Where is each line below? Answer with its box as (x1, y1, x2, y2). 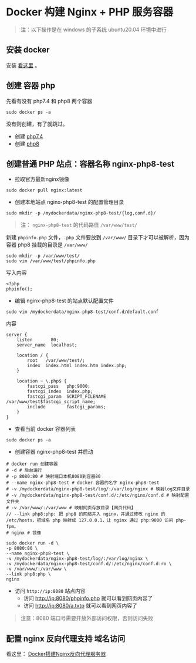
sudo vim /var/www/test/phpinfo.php (6, 258, 96, 264)
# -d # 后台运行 (6, 467, 42, 473)
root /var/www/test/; (27, 358, 85, 364)
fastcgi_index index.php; (27, 388, 93, 395)
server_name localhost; (16, 342, 77, 348)
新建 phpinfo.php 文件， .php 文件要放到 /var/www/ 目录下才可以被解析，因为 (6, 234, 190, 241)
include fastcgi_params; (27, 404, 107, 410)
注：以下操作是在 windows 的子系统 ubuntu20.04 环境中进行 (20, 26, 167, 33)
